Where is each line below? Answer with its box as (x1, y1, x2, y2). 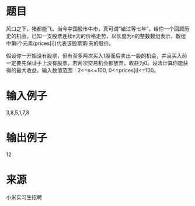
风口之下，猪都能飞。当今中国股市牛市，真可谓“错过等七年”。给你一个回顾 (6, 25, 185, 32)
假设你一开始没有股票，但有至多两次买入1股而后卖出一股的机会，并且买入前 (6, 52, 187, 59)
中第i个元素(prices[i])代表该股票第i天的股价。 (6, 40, 114, 47)
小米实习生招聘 (6, 193, 42, 201)
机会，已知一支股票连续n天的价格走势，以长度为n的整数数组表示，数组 (16, 32, 186, 39)
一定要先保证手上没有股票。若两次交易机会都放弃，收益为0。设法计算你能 (6, 59, 183, 67)
